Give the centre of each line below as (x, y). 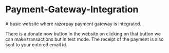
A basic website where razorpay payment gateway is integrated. (73, 24)
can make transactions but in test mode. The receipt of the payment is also (85, 39)
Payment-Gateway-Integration (72, 10)
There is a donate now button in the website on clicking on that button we (83, 33)
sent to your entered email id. (36, 44)
